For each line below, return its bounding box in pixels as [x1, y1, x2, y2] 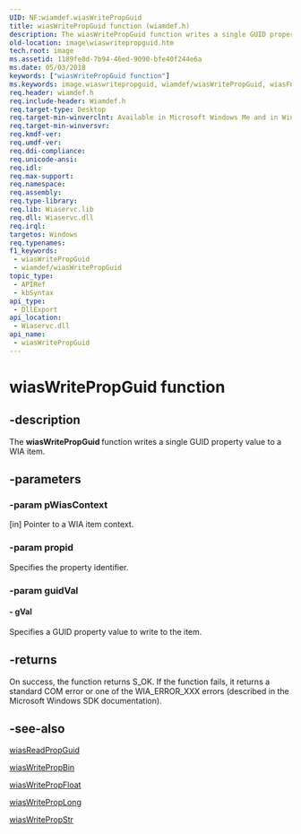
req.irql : [9, 222, 47, 230]
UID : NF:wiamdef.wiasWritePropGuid [9, 13, 142, 22]
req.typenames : [9, 239, 66, 248]
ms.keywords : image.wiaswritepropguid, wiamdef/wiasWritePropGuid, [9, 80, 267, 89]
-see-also [9, 721, 65, 736]
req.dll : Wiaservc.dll [9, 213, 94, 222]
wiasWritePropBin [9, 762, 75, 773]
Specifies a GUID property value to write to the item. [9, 626, 202, 637]
